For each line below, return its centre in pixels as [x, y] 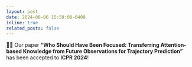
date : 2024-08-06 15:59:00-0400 [46, 17]
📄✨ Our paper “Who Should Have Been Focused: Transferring [83, 45]
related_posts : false [33, 28]
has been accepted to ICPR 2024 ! [48, 58]
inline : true [22, 23]
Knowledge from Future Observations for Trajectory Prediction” [103, 52]
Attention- [173, 45]
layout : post [22, 12]
